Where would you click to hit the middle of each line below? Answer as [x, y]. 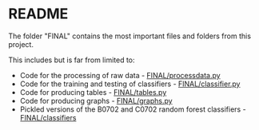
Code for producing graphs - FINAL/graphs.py [96, 100]
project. [21, 44]
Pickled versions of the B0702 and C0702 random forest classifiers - [133, 109]
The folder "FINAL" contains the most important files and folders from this [130, 36]
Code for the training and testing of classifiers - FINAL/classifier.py [130, 84]
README [38, 14]
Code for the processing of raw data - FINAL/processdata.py [120, 75]
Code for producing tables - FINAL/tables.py [93, 92]
